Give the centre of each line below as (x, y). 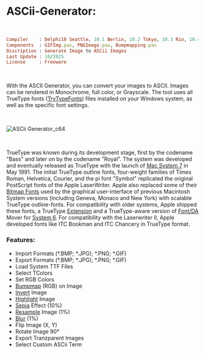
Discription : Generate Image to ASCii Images (67, 51)
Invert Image (31, 292)
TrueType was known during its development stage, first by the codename (100, 153)
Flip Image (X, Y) (36, 325)
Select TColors (34, 273)
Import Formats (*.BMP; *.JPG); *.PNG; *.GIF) (71, 253)
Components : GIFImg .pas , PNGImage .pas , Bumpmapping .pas (81, 45)
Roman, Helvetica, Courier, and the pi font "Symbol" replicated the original (100, 179)
